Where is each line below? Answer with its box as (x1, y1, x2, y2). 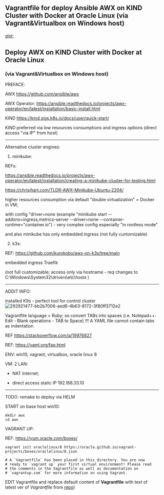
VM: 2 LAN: (5, 361, 28, 367)
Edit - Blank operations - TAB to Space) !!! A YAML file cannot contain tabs (5, 318, 155, 324)
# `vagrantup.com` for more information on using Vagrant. (5, 470, 128, 475)
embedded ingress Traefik (5, 259, 58, 265)
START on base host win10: (5, 403, 60, 409)
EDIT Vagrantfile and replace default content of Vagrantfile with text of (5, 479, 148, 485)
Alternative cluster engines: (5, 144, 61, 150)
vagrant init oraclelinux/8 (5, 445, 62, 449)
